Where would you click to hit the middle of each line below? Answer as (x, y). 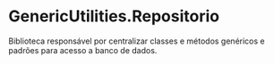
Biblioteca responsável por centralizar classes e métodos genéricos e (137, 41)
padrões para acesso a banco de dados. (83, 50)
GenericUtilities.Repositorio (114, 16)
